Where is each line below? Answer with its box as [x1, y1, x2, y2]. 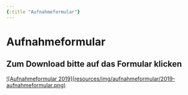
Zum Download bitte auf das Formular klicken [6, 59, 183, 70]
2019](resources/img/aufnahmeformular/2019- [58, 75, 175, 82]
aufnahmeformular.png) [6, 81, 66, 88]
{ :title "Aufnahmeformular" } [6, 8, 80, 15]
